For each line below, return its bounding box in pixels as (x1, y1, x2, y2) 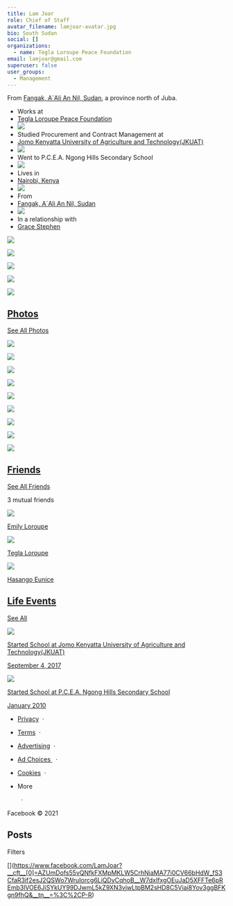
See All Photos (7, 326, 49, 334)
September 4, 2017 (7, 661, 62, 670)
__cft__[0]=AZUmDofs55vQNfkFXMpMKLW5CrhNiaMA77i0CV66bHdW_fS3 (7, 868, 223, 877)
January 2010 (7, 701, 46, 709)
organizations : (7, 42, 51, 49)
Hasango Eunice (7, 575, 54, 583)
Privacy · (17, 714, 44, 723)
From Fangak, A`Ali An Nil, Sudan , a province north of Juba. (7, 94, 178, 102)
